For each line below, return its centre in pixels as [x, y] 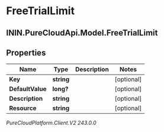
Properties [26, 52]
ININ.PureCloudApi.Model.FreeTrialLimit [82, 33]
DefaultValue [28, 89]
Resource [23, 108]
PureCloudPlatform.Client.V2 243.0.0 [51, 123]
